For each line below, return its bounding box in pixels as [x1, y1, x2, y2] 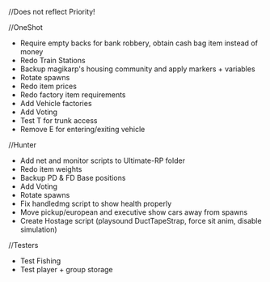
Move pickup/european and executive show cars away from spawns [19, 207, 248, 217]
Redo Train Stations [19, 56, 86, 65]
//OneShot [8, 23, 43, 32]
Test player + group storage [19, 265, 113, 274]
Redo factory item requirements [19, 90, 126, 100]
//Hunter [8, 140, 36, 149]
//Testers [8, 241, 39, 250]
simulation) [19, 224, 58, 234]
